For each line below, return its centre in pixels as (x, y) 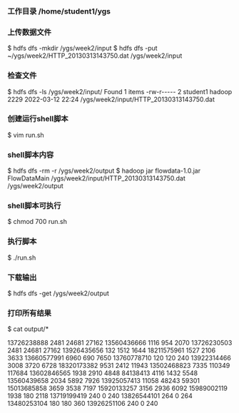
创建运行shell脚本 (38, 119)
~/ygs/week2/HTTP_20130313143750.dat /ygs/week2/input (95, 56)
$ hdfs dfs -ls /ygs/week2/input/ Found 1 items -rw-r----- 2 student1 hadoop (120, 91)
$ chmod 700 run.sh (37, 222)
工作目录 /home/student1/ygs (59, 11)
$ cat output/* (28, 329)
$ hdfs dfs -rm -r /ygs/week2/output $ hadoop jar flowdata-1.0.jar (104, 171)
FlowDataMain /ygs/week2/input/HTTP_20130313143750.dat (96, 178)
